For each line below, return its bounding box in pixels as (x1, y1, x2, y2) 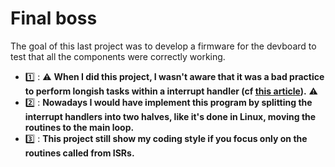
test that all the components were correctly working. (10, 50, 226, 62)
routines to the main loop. (24, 121, 135, 133)
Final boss (10, 7, 98, 30)
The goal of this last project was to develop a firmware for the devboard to (10, 40, 317, 52)
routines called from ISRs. (24, 147, 135, 159)
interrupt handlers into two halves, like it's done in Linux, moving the (24, 110, 317, 122)
